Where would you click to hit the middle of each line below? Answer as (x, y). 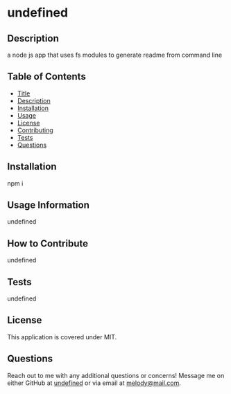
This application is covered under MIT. (62, 337)
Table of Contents (47, 77)
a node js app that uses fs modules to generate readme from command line (115, 55)
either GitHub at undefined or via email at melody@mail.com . (94, 383)
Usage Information (49, 205)
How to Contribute (48, 243)
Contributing (35, 130)
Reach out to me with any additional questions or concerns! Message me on (116, 375)
